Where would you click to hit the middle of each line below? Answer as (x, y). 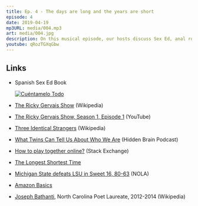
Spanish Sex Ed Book (40, 82)
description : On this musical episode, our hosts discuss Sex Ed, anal (96, 39)
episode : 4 (19, 17)
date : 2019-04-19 (27, 22)
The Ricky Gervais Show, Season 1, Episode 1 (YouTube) (83, 117)
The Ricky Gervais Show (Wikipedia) (59, 105)
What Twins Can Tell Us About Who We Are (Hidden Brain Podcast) (96, 139)
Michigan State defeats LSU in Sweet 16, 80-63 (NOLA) (82, 174)
